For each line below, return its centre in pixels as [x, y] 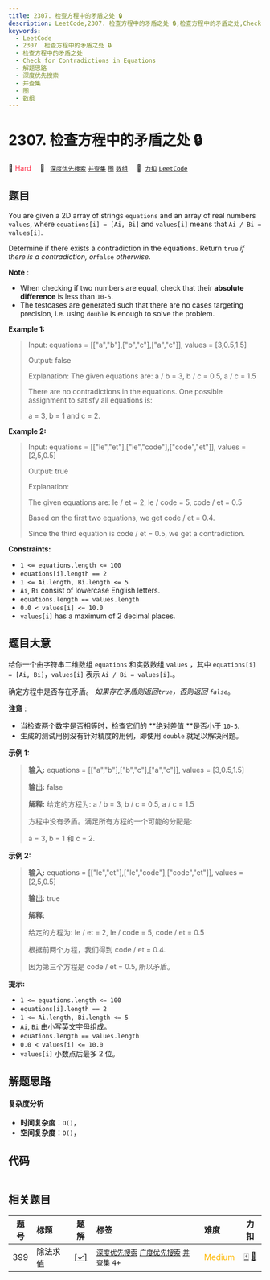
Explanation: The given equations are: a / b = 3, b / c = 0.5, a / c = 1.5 [142, 376]
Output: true [48, 471]
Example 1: [27, 329]
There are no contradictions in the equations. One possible [125, 392]
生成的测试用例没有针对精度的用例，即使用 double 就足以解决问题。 [131, 735]
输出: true [44, 898]
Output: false [49, 360]
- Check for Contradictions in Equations [86, 61]
